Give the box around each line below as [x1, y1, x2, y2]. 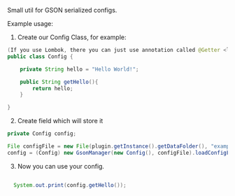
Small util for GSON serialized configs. [7, 6, 117, 14]
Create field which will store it [17, 117, 104, 125]
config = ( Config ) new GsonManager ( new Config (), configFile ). [7, 149, 196, 156]
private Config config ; [7, 130, 77, 137]
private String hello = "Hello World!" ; [20, 66, 139, 73]
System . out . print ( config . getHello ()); [13, 181, 127, 188]
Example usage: [7, 20, 54, 27]
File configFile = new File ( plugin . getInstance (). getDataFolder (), [7, 143, 208, 150]
